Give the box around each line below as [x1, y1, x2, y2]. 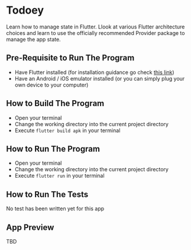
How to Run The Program [6, 143, 101, 154]
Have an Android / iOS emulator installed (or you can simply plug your [14, 75, 185, 82]
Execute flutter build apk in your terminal [14, 127, 121, 134]
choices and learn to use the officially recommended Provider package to [6, 29, 185, 36]
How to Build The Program [6, 98, 105, 108]
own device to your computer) [14, 81, 89, 88]
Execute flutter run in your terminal [14, 172, 105, 180]
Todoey [6, 4, 44, 17]
